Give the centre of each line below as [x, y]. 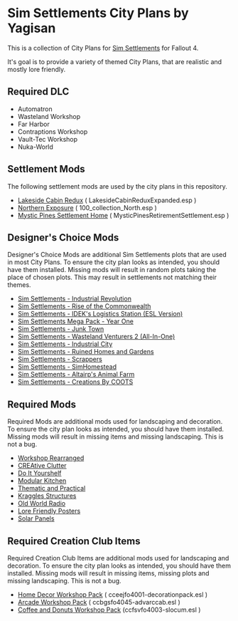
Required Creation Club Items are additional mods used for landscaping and [118, 558]
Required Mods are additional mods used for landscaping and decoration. [115, 422]
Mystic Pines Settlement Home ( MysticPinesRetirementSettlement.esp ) [123, 215]
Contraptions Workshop [53, 131]
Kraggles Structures [47, 496]
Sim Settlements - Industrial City [65, 344]
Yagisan [32, 28]
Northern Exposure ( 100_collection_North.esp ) [87, 207]
